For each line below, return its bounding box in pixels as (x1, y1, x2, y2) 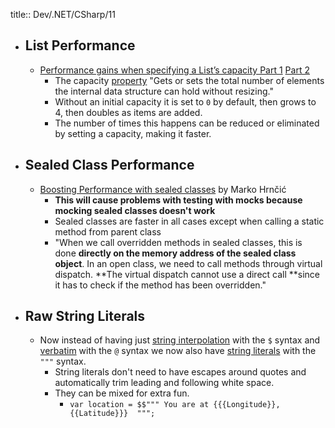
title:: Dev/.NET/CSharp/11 (10, 9, 116, 20)
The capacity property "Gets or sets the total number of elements (54, 74, 325, 86)
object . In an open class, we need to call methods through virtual (54, 257, 323, 269)
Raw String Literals (24, 308, 146, 325)
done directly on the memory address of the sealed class (54, 247, 297, 259)
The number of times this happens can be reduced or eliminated (54, 117, 320, 129)
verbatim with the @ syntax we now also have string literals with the (39, 345, 317, 357)
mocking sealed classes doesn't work (54, 204, 216, 216)
